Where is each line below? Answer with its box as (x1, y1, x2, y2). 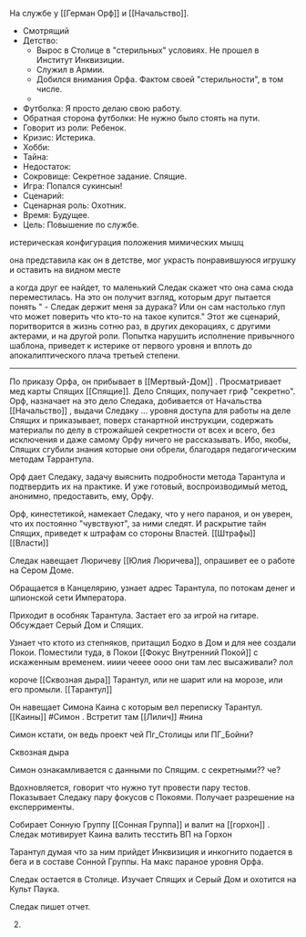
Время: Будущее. (22, 210, 90, 220)
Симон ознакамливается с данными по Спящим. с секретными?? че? (9, 765, 280, 775)
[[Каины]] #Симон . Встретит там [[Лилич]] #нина (9, 712, 203, 722)
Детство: (22, 36, 58, 46)
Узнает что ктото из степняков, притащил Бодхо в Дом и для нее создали (9, 638, 297, 648)
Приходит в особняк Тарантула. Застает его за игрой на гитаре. (9, 610, 260, 620)
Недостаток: (22, 161, 71, 172)
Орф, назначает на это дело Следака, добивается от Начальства (9, 396, 262, 406)
